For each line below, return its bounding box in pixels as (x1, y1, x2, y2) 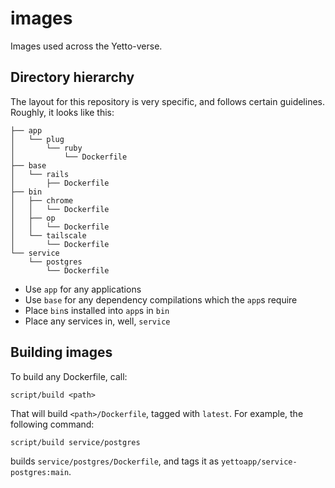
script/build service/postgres (10, 437, 141, 447)
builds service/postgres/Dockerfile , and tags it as (10, 455, 220, 467)
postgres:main (10, 467, 70, 477)
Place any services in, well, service (24, 315, 171, 327)
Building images (10, 344, 113, 361)
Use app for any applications (24, 283, 142, 295)
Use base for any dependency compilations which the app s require (24, 293, 298, 306)
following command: (10, 418, 95, 430)
